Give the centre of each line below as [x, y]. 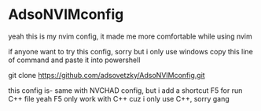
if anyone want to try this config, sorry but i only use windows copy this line [130, 51]
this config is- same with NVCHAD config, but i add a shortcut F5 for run [125, 90]
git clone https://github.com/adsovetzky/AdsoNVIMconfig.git [107, 75]
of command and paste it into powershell [74, 60]
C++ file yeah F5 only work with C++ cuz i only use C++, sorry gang [119, 98]
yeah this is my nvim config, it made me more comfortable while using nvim [130, 36]
